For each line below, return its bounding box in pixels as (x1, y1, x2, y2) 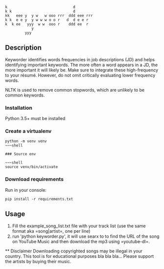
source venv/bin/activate (5, 165, 58, 170)
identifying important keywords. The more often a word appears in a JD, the (5, 62, 158, 68)
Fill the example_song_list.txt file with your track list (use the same (12, 223, 146, 229)
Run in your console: (5, 187, 47, 193)
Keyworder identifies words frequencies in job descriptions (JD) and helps (5, 56, 155, 62)
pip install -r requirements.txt (5, 196, 73, 201)
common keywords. (5, 92, 45, 98)
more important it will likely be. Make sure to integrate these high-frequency (5, 67, 158, 73)
